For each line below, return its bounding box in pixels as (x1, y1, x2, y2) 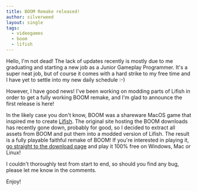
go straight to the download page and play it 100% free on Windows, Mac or (6, 142, 191, 150)
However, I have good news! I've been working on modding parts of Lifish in (6, 88, 191, 95)
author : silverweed (6, 14, 54, 20)
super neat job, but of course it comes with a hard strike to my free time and (6, 70, 191, 77)
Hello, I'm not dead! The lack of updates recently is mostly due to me (6, 57, 173, 65)
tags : (6, 25, 19, 31)
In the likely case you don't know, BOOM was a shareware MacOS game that (6, 111, 192, 118)
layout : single (6, 19, 44, 25)
